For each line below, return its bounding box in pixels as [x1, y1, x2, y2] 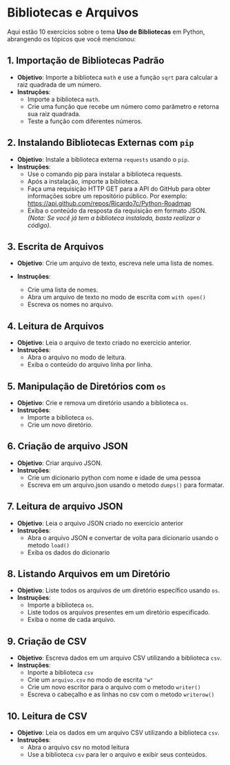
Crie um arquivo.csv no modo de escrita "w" [27, 676, 154, 684]
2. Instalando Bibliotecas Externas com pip [7, 137, 194, 149]
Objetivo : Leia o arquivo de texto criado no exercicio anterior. [17, 338, 191, 347]
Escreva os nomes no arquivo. [27, 301, 114, 309]
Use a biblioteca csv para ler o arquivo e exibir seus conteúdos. [27, 751, 208, 759]
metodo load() [27, 541, 70, 549]
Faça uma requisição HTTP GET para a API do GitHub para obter [27, 184, 211, 193]
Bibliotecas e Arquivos [7, 5, 139, 21]
